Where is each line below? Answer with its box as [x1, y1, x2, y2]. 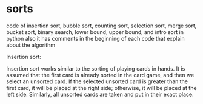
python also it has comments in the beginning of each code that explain [6, 35, 185, 42]
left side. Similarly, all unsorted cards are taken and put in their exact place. [6, 91, 194, 98]
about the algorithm [6, 41, 56, 49]
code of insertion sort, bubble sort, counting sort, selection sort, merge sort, [6, 22, 197, 29]
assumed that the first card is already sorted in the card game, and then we [6, 71, 195, 78]
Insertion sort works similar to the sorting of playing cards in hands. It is [6, 64, 185, 72]
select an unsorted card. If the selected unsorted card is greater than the [6, 78, 188, 85]
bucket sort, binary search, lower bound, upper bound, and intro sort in [6, 28, 184, 35]
